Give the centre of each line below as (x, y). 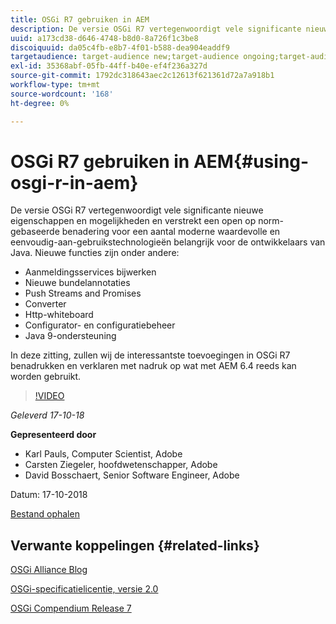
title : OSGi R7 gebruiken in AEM (80, 19)
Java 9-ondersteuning (70, 336)
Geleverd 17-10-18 (47, 415)
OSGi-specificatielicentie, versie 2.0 (84, 589)
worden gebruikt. (46, 377)
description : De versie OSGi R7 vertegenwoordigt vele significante (156, 29)
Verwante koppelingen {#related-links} (135, 545)
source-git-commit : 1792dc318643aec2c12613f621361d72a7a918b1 (142, 76)
